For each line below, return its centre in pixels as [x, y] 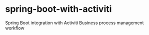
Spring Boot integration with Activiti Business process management [74, 23]
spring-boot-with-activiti [58, 9]
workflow [15, 28]
